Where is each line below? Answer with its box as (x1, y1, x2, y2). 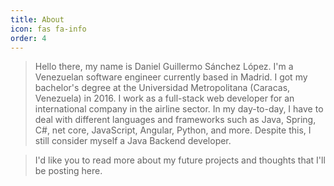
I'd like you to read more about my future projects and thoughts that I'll (34, 154, 326, 166)
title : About (10, 14, 65, 25)
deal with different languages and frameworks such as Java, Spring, (34, 114, 317, 126)
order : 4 (10, 33, 47, 43)
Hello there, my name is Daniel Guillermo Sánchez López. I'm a (34, 61, 294, 73)
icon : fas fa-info (10, 24, 87, 34)
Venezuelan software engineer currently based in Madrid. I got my (34, 71, 308, 83)
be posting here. (34, 165, 103, 177)
